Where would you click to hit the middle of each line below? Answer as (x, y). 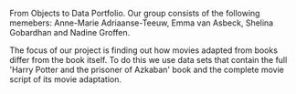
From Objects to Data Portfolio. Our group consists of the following (135, 13)
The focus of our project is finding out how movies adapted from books (144, 50)
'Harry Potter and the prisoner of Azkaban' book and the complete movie (147, 69)
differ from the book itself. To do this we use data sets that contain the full (148, 60)
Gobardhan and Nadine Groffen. (70, 32)
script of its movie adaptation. (65, 79)
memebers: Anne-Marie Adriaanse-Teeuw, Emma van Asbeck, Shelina (142, 23)
